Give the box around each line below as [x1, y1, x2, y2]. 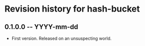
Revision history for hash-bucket [4, 3, 140, 15]
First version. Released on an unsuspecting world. [11, 35, 112, 41]
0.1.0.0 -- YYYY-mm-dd [4, 23, 79, 31]
